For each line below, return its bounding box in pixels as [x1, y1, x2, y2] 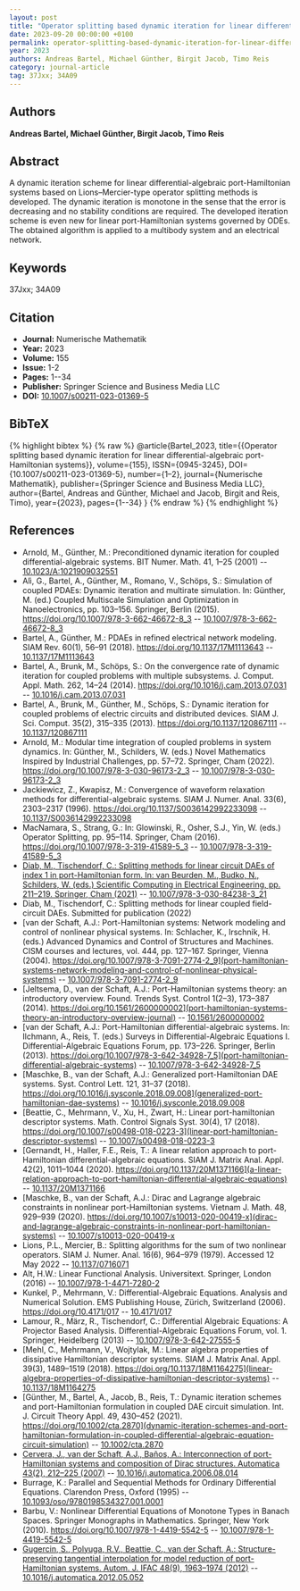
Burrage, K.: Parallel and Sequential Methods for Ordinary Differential [21, 1477, 277, 1487]
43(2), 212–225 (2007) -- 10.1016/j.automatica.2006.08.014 [21, 1467, 239, 1478]
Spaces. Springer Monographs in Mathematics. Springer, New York [21, 1515, 270, 1526]
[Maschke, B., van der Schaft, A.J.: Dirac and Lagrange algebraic [21, 1192, 261, 1202]
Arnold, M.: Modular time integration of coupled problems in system [21, 736, 272, 747]
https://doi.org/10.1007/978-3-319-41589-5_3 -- [21, 841, 198, 851]
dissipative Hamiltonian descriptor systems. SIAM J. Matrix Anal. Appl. [21, 1353, 281, 1364]
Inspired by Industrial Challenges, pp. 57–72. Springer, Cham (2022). [21, 756, 275, 766]
